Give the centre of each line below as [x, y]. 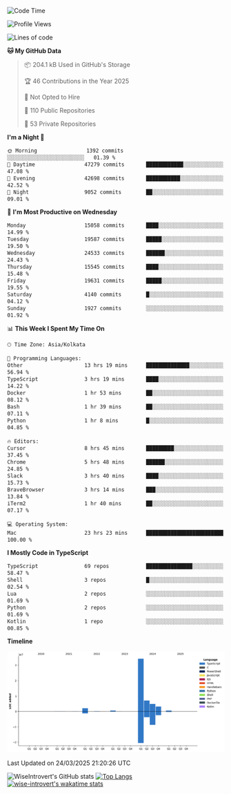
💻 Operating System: [38, 524]
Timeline [20, 641]
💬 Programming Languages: [44, 359]
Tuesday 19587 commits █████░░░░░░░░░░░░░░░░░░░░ [115, 239]
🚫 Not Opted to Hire [52, 97]
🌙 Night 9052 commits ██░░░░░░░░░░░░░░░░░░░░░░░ [115, 192]
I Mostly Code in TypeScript [48, 552]
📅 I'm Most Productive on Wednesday [62, 212]
